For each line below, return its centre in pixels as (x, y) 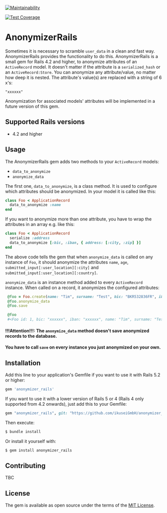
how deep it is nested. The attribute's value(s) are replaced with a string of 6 (83, 77)
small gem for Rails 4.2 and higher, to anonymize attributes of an (71, 62)
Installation (23, 363)
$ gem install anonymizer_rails (39, 450)
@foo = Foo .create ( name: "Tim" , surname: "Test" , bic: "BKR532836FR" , (82, 296)
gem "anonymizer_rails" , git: (37, 413)
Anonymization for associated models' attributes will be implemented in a (80, 101)
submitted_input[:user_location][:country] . (51, 273)
